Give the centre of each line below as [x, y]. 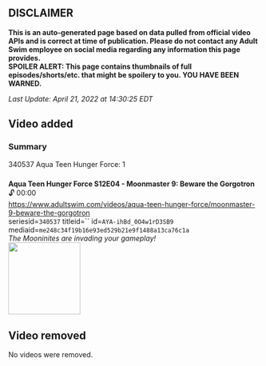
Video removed [47, 335]
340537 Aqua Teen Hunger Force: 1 [67, 164]
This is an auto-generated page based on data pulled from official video [130, 32]
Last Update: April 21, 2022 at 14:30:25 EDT [81, 98]
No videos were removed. [51, 355]
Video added [41, 124]
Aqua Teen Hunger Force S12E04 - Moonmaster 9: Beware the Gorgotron [132, 184]
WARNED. [25, 83]
